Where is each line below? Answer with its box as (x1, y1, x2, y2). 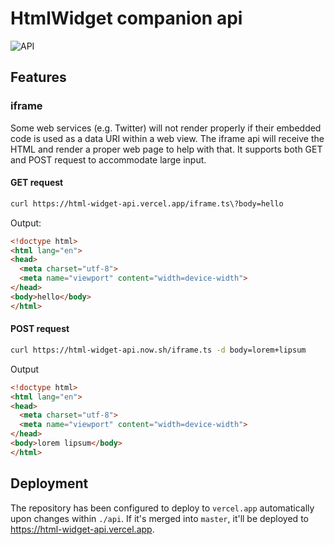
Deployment (10, 475, 89, 492)
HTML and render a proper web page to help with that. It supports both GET (10, 143, 323, 155)
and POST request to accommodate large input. (10, 153, 207, 166)
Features (10, 69, 67, 86)
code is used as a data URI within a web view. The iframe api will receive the (10, 132, 325, 144)
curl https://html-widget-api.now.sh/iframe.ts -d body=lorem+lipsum (10, 345, 307, 355)
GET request (10, 177, 64, 189)
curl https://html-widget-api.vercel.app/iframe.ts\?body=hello (10, 198, 284, 209)
